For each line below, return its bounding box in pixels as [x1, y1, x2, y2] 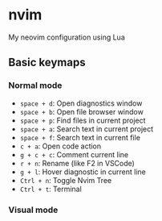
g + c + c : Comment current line [19, 149, 129, 159]
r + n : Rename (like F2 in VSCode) [19, 158, 135, 168]
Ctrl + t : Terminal [19, 184, 82, 194]
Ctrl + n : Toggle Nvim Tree [19, 175, 112, 185]
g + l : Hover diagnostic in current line [19, 167, 146, 177]
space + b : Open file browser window [19, 106, 144, 116]
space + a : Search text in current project [19, 123, 154, 134]
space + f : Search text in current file [19, 132, 140, 142]
